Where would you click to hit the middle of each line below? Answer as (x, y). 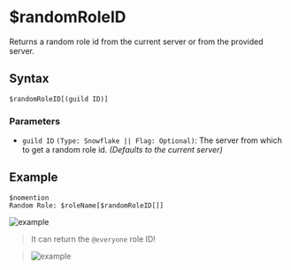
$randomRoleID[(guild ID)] (59, 99)
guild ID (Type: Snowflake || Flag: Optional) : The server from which (152, 140)
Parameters (34, 121)
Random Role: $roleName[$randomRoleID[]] (87, 206)
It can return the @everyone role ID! (93, 239)
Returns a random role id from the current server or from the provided (136, 41)
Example (34, 178)
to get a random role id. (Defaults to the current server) (122, 150)
